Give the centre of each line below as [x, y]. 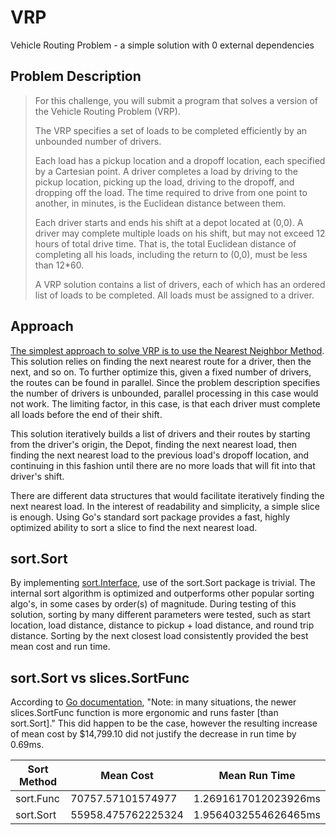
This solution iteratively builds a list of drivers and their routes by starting [160, 433]
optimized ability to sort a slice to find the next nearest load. [134, 527]
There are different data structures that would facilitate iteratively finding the [167, 495]
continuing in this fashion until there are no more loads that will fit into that [163, 465]
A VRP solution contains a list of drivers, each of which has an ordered [180, 284]
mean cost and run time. [60, 647]
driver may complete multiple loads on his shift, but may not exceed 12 [180, 233]
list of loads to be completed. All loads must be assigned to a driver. [174, 295]
